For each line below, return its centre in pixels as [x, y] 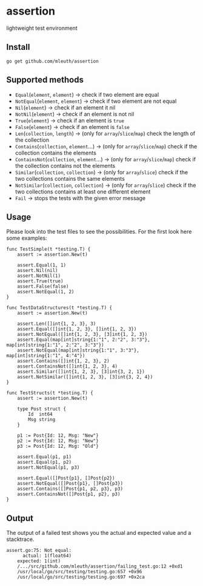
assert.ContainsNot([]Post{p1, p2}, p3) [69, 494]
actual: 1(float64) [47, 556]
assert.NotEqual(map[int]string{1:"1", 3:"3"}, [78, 351]
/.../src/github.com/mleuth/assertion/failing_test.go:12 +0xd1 [100, 567]
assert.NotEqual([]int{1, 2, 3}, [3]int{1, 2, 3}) [82, 335]
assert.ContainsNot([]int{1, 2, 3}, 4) [68, 366]
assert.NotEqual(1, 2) [46, 292]
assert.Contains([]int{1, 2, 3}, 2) [64, 361]
